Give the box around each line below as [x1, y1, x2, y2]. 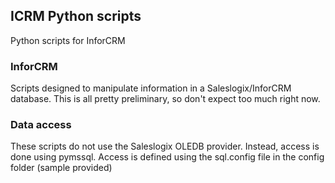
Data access [10, 118, 72, 132]
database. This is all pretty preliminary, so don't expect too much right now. [10, 93, 321, 105]
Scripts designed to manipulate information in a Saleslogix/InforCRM [10, 82, 292, 94]
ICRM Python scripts [10, 8, 142, 25]
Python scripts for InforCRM [10, 34, 126, 46]
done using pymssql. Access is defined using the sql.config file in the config [10, 151, 325, 163]
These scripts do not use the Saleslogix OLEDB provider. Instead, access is [10, 140, 320, 153]
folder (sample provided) [10, 162, 113, 174]
